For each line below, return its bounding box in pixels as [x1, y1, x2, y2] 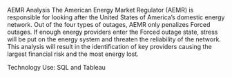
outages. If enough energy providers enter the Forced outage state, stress [7, 28, 218, 36]
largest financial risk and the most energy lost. [7, 50, 139, 58]
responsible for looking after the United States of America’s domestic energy [7, 13, 225, 21]
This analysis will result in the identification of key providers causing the [7, 43, 212, 50]
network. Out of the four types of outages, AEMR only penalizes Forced [7, 21, 211, 28]
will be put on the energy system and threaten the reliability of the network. [7, 35, 221, 43]
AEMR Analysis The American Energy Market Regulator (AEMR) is [7, 6, 194, 14]
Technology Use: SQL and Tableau [7, 64, 106, 71]
